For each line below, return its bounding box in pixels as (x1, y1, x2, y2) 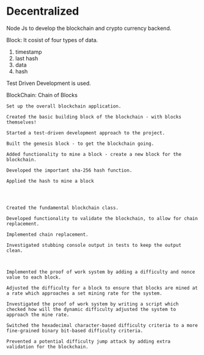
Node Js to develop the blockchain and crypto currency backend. (6, 24, 172, 32)
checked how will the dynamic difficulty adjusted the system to (6, 306, 176, 312)
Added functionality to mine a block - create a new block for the (6, 151, 182, 157)
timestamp (15, 48, 42, 56)
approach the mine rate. (6, 312, 70, 318)
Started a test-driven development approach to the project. (6, 130, 166, 136)
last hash (15, 54, 38, 62)
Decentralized (6, 4, 79, 18)
